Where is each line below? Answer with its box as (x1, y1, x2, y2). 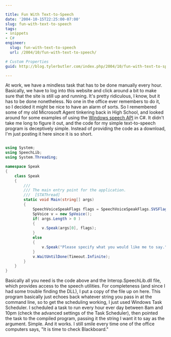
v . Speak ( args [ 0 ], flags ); (41, 225, 97, 231)
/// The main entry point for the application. (23, 188, 126, 193)
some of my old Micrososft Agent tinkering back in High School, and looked (5, 109, 164, 115)
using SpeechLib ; (5, 150, 42, 155)
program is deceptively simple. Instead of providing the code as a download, (5, 125, 166, 132)
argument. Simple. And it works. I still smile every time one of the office (5, 321, 155, 327)
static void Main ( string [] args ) (23, 197, 95, 202)
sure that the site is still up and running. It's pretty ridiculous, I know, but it (5, 93, 160, 99)
